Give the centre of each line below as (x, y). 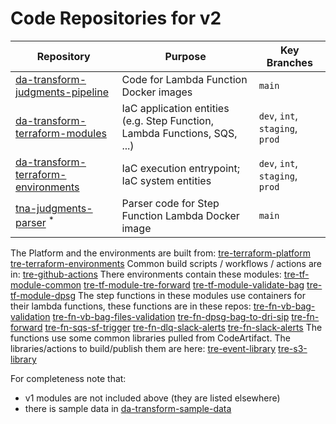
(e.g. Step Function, (167, 120)
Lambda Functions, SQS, (179, 133)
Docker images (157, 92)
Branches (289, 62)
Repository (63, 56)
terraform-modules (61, 133)
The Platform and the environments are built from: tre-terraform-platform (160, 253)
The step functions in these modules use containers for (192, 295)
